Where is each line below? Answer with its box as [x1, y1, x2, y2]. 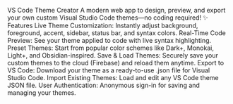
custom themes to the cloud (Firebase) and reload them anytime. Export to [7, 59, 225, 67]
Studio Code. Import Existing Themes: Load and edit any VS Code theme [7, 74, 219, 82]
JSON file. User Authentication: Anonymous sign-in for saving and [7, 81, 200, 89]
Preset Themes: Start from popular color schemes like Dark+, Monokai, [7, 44, 214, 52]
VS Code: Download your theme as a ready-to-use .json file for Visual [7, 66, 210, 74]
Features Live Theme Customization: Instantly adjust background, [7, 21, 198, 30]
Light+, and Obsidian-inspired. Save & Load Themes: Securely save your [7, 51, 219, 59]
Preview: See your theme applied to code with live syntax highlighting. [7, 37, 212, 44]
